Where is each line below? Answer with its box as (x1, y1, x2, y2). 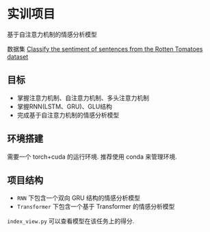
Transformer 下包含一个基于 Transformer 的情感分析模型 (16, 202, 175, 211)
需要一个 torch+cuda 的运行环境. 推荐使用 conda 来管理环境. (7, 152, 177, 161)
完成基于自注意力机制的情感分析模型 (16, 111, 120, 119)
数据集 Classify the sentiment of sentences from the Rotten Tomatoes (7, 45, 203, 53)
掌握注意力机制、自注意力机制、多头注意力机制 (16, 93, 149, 102)
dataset (7, 52, 29, 60)
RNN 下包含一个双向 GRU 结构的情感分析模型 (16, 194, 140, 202)
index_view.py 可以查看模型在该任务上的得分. (7, 217, 135, 225)
